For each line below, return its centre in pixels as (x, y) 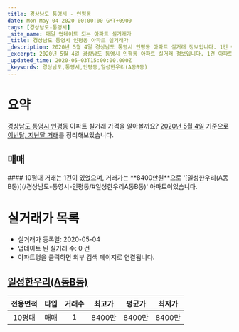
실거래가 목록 (43, 218)
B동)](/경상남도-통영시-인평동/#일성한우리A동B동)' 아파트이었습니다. (102, 187)
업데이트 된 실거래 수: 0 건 (54, 248)
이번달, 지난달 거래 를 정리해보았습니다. (60, 135)
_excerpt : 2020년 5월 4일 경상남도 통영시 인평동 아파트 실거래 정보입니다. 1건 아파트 (120, 54)
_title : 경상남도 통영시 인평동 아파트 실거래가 (68, 41)
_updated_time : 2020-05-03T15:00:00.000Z (70, 61)
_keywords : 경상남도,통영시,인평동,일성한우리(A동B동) (78, 67)
